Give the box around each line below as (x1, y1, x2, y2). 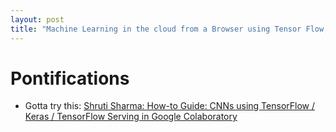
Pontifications (10, 67, 130, 90)
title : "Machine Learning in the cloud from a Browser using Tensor (10, 24, 302, 34)
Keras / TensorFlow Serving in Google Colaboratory (24, 111, 238, 123)
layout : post (10, 14, 65, 25)
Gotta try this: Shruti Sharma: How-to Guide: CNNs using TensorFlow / (24, 100, 316, 112)
